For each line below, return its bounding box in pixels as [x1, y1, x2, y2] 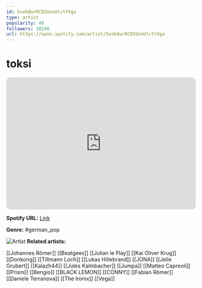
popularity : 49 [6, 20, 44, 26]
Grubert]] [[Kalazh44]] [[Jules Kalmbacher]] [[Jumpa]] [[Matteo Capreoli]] [6, 262, 191, 269]
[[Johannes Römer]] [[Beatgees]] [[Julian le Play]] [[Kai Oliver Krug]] [6, 250, 177, 257]
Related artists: [26, 238, 66, 245]
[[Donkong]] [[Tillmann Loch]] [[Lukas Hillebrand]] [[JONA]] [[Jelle [6, 256, 172, 263]
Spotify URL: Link [6, 215, 50, 222]
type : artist [6, 14, 39, 20]
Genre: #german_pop [6, 226, 60, 233]
